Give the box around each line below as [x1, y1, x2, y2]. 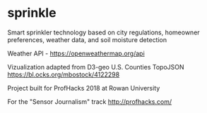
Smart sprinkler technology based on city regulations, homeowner [7, 28, 200, 36]
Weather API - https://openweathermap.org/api [7, 49, 145, 58]
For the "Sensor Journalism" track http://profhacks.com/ [7, 97, 172, 106]
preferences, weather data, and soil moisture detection [7, 35, 167, 44]
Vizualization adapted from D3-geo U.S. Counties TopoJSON [7, 62, 185, 71]
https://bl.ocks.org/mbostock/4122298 [7, 70, 120, 79]
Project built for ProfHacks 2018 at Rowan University [7, 84, 160, 92]
